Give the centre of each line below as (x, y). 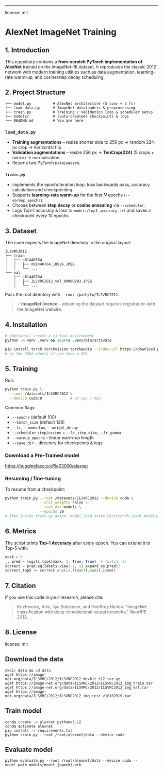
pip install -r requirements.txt (39, 730)
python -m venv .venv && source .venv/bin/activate (58, 340)
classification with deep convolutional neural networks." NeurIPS (81, 612)
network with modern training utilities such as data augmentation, (71, 72)
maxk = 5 (14, 557)
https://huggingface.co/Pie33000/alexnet (47, 466)
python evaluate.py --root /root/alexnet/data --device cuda (68, 761)
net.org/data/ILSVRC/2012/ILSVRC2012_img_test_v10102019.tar (68, 696)
